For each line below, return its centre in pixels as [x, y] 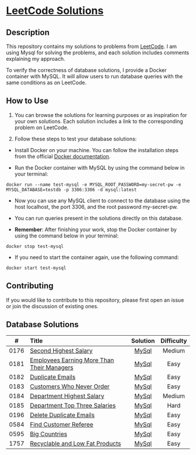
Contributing [30, 286]
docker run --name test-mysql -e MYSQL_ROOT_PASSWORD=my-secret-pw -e [94, 185]
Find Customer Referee [62, 425]
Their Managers [52, 368]
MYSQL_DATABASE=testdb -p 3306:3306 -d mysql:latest [71, 189]
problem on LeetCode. [41, 127]
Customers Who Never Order [70, 387]
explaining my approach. [36, 59]
